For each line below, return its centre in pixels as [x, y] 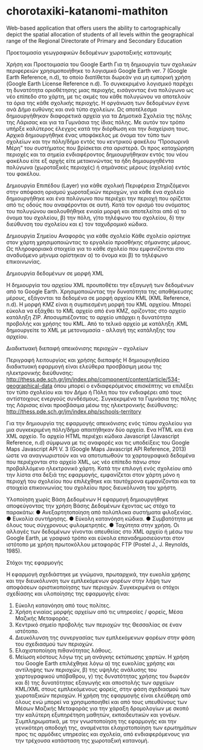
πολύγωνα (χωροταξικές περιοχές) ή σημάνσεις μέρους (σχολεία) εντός [98, 167]
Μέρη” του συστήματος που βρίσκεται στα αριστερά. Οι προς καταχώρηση [100, 148]
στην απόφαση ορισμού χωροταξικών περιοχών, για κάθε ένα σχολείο [95, 191]
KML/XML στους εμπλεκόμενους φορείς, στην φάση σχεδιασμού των [102, 689]
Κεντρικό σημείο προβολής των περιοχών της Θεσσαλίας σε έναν [98, 625]
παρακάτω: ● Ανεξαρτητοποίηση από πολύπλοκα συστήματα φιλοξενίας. [99, 512]
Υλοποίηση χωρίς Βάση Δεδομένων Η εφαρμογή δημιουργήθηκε [88, 499]
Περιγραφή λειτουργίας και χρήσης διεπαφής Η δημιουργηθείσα [88, 360]
